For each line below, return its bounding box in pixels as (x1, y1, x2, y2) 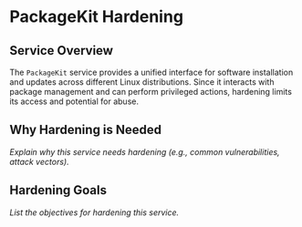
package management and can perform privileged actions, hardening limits (9, 87, 292, 97)
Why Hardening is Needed (9, 122, 162, 138)
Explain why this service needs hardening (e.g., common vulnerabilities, (9, 146, 280, 157)
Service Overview (9, 43, 114, 58)
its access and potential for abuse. (9, 96, 140, 107)
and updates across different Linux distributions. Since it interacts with (9, 77, 275, 88)
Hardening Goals (9, 182, 108, 198)
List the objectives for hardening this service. (9, 207, 180, 218)
